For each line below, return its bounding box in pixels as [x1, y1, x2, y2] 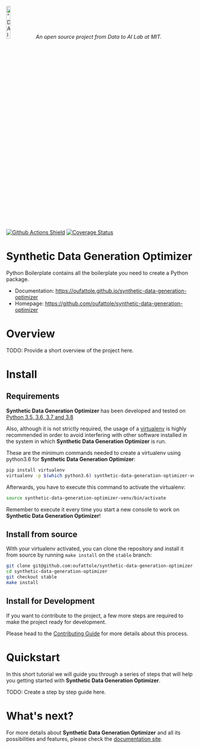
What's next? [6, 709, 74, 722]
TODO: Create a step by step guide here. [6, 688, 106, 696]
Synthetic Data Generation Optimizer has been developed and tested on [6, 407, 186, 414]
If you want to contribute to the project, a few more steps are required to [6, 612, 183, 619]
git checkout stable [6, 574, 58, 581]
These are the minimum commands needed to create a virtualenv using [6, 449, 181, 456]
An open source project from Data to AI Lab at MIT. [35, 33, 162, 40]
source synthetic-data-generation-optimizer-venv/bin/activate [6, 495, 167, 501]
